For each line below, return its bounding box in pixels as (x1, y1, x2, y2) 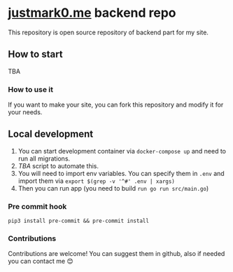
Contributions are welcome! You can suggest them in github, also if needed (8, 250, 225, 258)
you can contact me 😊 (8, 257, 74, 266)
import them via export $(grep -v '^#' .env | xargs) (17, 177, 176, 185)
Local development (8, 128, 94, 140)
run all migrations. (17, 154, 71, 163)
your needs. (8, 108, 43, 116)
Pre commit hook (8, 201, 67, 211)
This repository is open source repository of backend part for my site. (8, 28, 209, 36)
